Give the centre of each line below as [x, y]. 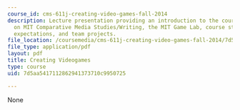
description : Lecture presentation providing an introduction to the [113, 21]
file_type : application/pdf [49, 47]
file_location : [30, 40]
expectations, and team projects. [65, 34]
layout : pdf [25, 54]
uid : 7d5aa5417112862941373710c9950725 [67, 73]
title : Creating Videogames [49, 60]
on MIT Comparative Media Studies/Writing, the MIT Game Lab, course [119, 27]
